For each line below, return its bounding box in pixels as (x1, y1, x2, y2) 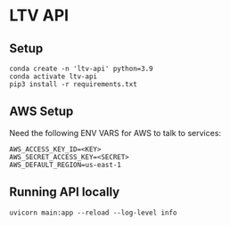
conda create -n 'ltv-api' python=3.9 (9, 64, 153, 73)
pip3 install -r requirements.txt (9, 80, 138, 89)
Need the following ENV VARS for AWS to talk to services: (9, 127, 221, 138)
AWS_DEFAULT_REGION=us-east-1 (9, 160, 122, 169)
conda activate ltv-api (9, 72, 98, 81)
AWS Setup (9, 104, 74, 119)
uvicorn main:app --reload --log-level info (9, 208, 177, 217)
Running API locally (9, 184, 120, 200)
